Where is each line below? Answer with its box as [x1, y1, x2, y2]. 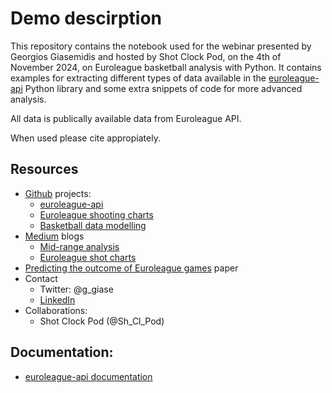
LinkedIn [39, 293, 76, 306]
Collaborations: [24, 304, 88, 316]
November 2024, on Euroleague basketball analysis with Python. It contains [10, 61, 322, 73]
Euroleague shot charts [39, 251, 137, 263]
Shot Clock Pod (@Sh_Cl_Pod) [39, 315, 165, 327]
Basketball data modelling [39, 219, 147, 231]
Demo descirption [10, 7, 163, 30]
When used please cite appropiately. [10, 132, 161, 144]
